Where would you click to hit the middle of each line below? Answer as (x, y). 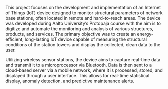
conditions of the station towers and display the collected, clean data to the (83, 44)
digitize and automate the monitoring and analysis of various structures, (79, 29)
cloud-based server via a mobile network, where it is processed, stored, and (84, 70)
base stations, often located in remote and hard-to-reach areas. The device (83, 18)
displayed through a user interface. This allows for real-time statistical (77, 76)
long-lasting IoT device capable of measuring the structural (86, 39)
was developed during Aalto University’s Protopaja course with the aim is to (83, 23)
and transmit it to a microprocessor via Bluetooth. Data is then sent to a (78, 65)
